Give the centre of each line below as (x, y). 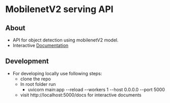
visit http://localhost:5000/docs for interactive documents (81, 95)
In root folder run (38, 84)
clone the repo (35, 79)
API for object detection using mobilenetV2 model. (65, 40)
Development (27, 61)
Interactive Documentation (40, 45)
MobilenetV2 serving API (59, 9)
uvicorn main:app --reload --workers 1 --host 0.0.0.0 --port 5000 (96, 89)
